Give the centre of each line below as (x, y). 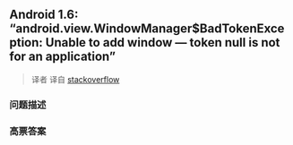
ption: (26, 43)
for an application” (63, 57)
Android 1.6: (44, 15)
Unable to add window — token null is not (163, 43)
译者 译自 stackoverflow (75, 79)
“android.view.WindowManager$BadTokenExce (147, 29)
